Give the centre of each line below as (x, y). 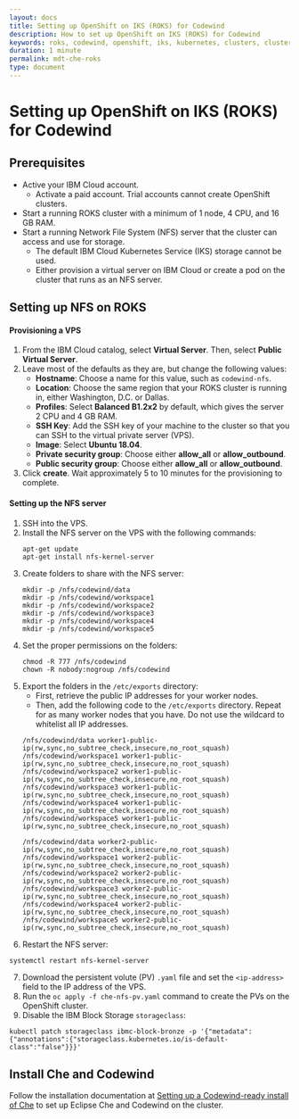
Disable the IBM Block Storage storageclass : (104, 1015)
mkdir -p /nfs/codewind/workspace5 (88, 629)
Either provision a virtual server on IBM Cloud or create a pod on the (160, 269)
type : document (37, 68)
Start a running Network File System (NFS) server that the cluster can (149, 232)
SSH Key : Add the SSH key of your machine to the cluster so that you (162, 426)
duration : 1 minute (45, 51)
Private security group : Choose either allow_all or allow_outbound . (161, 454)
